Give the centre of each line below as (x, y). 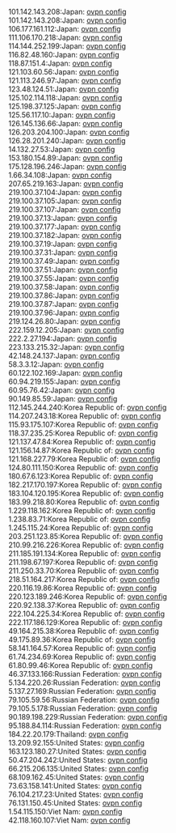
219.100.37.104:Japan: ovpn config (65, 192)
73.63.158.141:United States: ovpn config (75, 786)
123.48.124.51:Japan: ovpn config (64, 89)
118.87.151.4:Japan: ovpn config (61, 63)
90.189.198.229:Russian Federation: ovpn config (88, 717)
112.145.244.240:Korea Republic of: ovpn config (88, 407)
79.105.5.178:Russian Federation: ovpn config (83, 708)
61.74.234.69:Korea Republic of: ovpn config (82, 657)
